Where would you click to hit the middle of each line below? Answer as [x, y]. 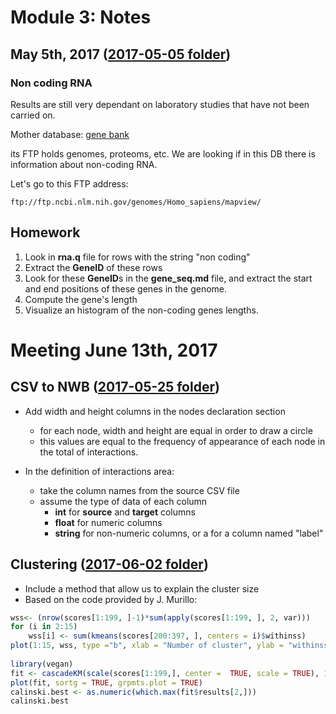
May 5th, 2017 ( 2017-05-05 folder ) [121, 54]
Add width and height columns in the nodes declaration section [155, 411]
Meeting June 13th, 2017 [114, 350]
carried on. [33, 115]
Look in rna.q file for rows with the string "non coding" [137, 257]
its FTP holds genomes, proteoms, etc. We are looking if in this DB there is [163, 153]
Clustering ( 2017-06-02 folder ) [109, 564]
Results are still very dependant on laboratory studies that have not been [160, 104]
